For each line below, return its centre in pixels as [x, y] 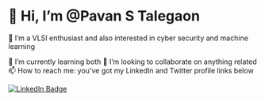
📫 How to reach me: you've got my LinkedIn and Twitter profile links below [131, 70]
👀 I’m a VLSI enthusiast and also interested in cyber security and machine [128, 38]
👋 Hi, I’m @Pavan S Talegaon [104, 16]
